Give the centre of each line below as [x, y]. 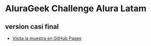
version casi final [32, 27]
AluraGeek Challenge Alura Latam [76, 9]
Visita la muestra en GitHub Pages [47, 38]
